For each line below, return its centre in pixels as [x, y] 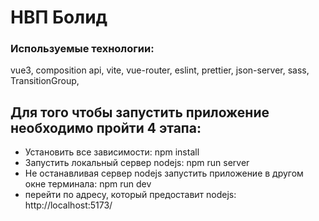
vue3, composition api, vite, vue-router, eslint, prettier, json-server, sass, [160, 70]
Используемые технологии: [82, 49]
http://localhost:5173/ [68, 205]
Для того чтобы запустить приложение [140, 112]
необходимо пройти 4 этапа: [106, 127]
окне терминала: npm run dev [88, 184]
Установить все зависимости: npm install [112, 152]
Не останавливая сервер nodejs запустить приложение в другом [164, 173]
